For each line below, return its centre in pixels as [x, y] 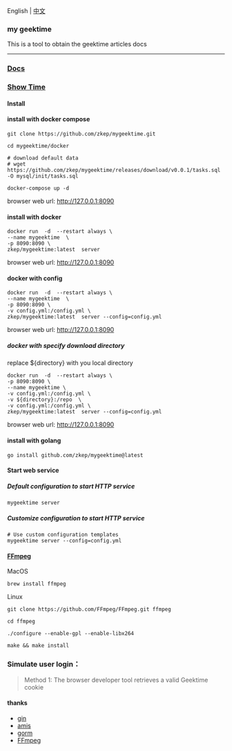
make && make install [38, 646]
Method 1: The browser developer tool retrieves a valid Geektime [116, 680]
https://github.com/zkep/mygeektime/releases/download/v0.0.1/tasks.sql [114, 170]
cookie [33, 687]
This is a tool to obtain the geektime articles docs [77, 44]
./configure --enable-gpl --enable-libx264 [71, 634]
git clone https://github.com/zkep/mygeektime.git [81, 134]
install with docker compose [49, 119]
